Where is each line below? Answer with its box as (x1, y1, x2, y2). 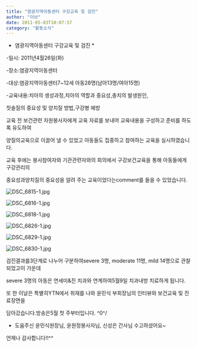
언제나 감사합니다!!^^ (6, 335, 54, 342)
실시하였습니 (161, 136, 190, 144)
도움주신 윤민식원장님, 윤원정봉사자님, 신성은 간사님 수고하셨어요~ (14, 322, 166, 329)
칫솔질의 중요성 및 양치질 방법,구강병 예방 (6, 104, 101, 112)
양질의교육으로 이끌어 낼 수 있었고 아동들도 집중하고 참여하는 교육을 (6, 136, 160, 144)
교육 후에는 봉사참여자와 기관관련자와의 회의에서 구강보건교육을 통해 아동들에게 (6, 156, 187, 164)
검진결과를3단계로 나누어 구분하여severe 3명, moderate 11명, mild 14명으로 (6, 257, 180, 265)
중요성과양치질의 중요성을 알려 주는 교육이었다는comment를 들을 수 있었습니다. (6, 176, 188, 183)
